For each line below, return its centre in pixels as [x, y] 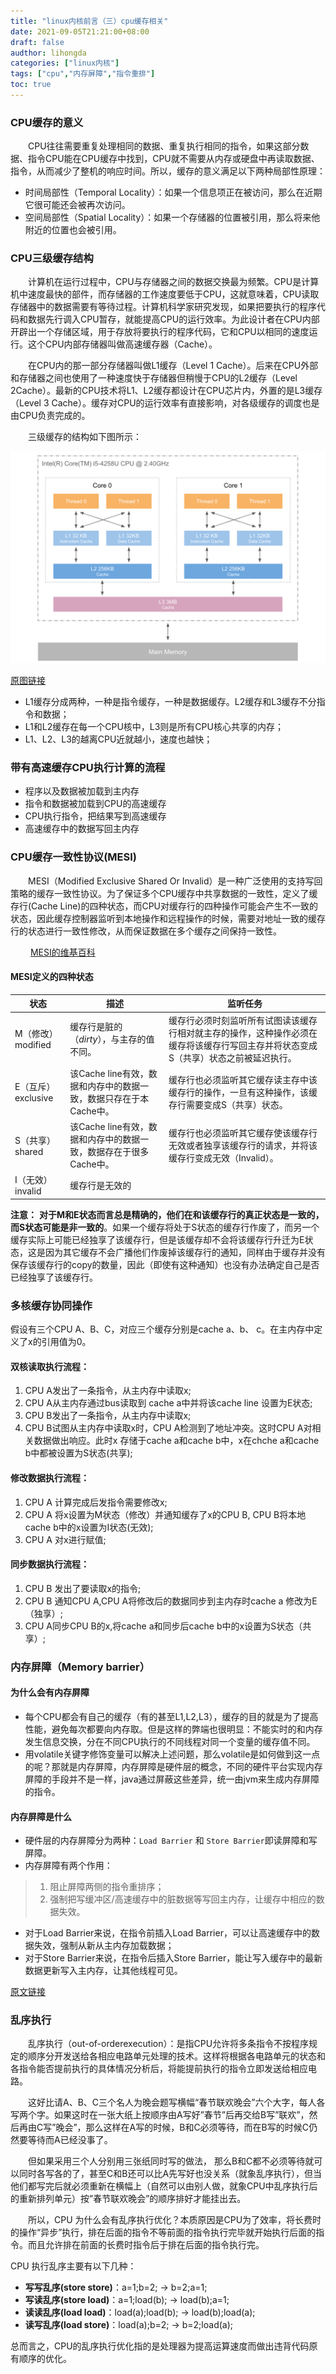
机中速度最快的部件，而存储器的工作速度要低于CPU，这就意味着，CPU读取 [165, 294]
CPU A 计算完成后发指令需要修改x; [96, 1502]
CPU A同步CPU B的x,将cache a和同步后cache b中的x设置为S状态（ [163, 1626]
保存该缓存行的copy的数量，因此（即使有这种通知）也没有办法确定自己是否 [165, 1264]
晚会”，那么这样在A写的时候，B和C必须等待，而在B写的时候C [182, 2127]
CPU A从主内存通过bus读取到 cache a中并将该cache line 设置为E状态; [168, 1403]
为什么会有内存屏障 [50, 1692]
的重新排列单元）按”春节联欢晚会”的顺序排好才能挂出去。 [128, 2199]
